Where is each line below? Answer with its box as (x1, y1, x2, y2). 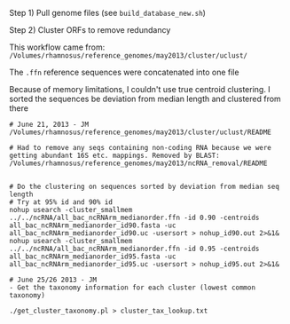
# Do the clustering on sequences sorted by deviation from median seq (9, 182, 279, 191)
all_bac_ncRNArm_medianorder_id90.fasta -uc (9, 221, 176, 230)
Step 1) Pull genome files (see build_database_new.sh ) (9, 8, 207, 18)
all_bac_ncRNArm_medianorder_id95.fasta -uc (9, 252, 176, 261)
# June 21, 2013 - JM (9, 120, 90, 129)
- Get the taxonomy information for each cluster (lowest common (9, 283, 255, 292)
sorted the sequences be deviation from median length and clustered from (9, 93, 281, 104)
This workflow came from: (9, 42, 106, 52)
